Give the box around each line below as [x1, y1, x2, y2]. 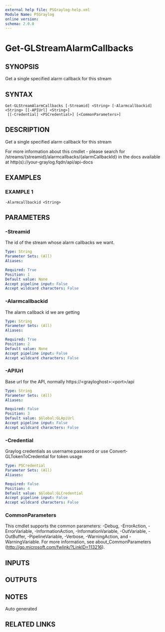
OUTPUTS [5, 576, 37, 584]
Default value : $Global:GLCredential [5, 490, 83, 496]
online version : [5, 16, 39, 21]
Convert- [109, 448, 128, 454]
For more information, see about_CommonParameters [41, 539, 152, 545]
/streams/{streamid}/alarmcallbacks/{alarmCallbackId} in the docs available [5, 154, 161, 159]
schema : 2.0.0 [5, 21, 35, 26]
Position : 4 [5, 486, 30, 491]
